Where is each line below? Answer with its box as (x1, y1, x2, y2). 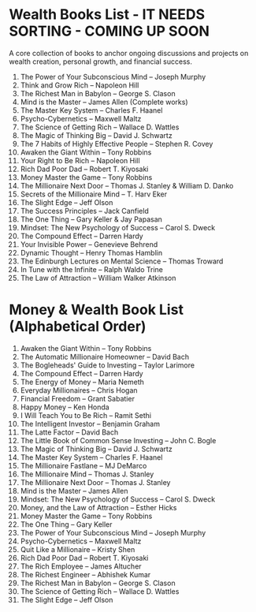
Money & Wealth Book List (9, 301, 184, 319)
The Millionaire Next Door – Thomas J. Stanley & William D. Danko (20, 181, 234, 190)
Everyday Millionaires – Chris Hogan (20, 385, 138, 395)
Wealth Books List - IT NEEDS (9, 6, 206, 24)
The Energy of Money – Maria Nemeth (20, 377, 145, 386)
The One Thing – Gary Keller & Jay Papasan (20, 215, 162, 224)
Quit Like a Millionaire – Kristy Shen (20, 544, 135, 554)
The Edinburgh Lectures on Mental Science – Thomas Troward (20, 256, 224, 266)
